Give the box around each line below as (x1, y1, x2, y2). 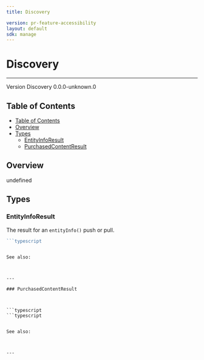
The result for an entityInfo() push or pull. (6, 226, 115, 234)
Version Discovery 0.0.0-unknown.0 (6, 83, 97, 91)
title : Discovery (6, 9, 50, 15)
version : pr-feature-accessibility (6, 19, 97, 26)
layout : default (6, 26, 47, 32)
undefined (6, 176, 32, 184)
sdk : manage (6, 31, 36, 37)
